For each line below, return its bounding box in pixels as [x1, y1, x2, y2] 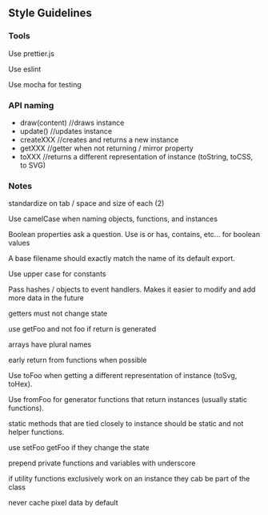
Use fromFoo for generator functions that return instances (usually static [8, 395, 248, 404]
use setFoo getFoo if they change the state [8, 443, 150, 453]
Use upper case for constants [8, 269, 106, 279]
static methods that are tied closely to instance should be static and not [8, 419, 244, 428]
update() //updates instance [19, 126, 113, 135]
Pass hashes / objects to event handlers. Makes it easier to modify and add [8, 284, 256, 295]
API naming [8, 99, 54, 111]
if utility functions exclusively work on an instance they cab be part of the [8, 474, 250, 484]
